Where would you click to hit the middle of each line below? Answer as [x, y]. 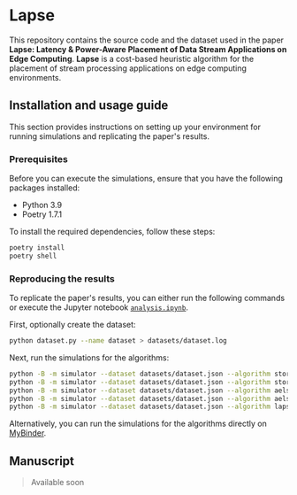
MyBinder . [28, 433]
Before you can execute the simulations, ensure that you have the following [146, 179]
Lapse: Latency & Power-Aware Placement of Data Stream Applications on [148, 49]
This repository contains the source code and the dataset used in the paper [147, 40]
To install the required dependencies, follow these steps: [112, 232]
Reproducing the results [62, 278]
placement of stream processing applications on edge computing [128, 68]
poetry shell [33, 256]
